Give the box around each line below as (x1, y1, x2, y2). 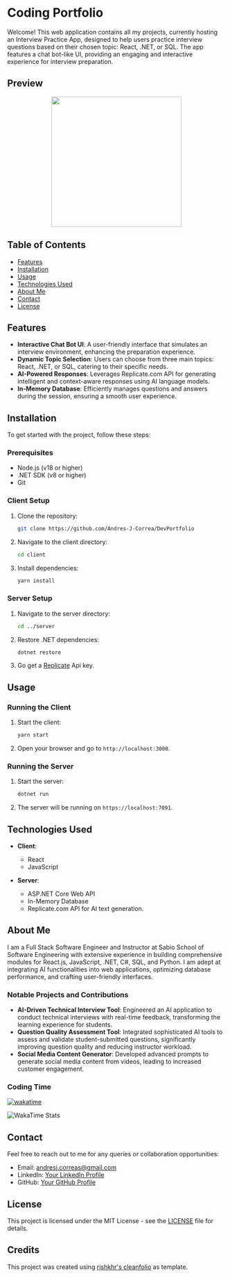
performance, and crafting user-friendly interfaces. (7, 972, 154, 981)
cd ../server (17, 623, 55, 630)
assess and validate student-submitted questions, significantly (17, 1035, 196, 1044)
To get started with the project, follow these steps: (7, 431, 151, 439)
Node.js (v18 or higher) (17, 464, 83, 472)
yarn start (17, 732, 49, 739)
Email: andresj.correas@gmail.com (17, 1163, 116, 1172)
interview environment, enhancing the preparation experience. (17, 347, 196, 356)
